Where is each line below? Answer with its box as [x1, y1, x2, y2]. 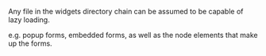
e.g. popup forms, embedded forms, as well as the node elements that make [8, 31, 258, 39]
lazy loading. [8, 15, 50, 24]
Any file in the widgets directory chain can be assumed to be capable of [8, 7, 244, 16]
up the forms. [8, 39, 53, 48]
